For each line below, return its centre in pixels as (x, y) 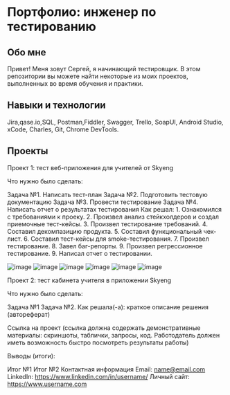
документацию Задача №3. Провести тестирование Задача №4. (103, 202)
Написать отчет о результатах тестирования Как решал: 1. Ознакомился (115, 209)
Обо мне (27, 52)
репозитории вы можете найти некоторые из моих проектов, (98, 76)
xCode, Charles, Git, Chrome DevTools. (63, 129)
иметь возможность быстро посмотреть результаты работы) (98, 342)
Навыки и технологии (56, 105)
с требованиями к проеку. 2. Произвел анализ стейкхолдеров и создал (113, 217)
